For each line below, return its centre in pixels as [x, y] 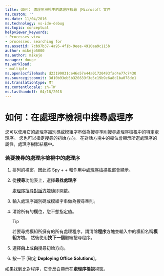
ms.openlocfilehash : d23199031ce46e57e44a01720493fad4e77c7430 [71, 74]
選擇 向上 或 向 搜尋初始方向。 [40, 248]
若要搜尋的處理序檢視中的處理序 [43, 158]
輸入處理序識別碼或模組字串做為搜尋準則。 [55, 201]
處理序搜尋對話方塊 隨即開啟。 [42, 190]
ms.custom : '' [20, 14]
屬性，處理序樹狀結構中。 [31, 144]
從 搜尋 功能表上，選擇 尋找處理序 [44, 180]
